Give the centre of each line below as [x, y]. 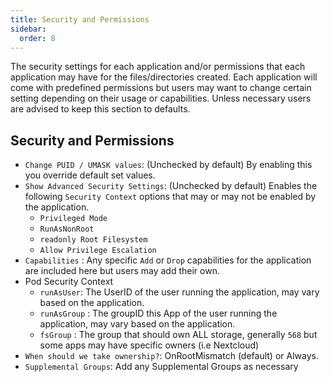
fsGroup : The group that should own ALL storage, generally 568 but [178, 335]
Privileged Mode [73, 219]
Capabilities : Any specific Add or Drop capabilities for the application [168, 260]
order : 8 [37, 38]
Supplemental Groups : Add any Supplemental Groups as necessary [161, 367]
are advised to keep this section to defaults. [100, 109]
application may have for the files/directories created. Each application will [164, 77]
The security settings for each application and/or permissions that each [158, 67]
